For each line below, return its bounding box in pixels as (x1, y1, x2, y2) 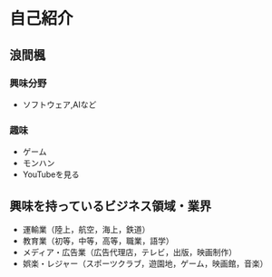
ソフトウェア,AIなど (22, 99, 97, 110)
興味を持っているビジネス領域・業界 (9, 198, 211, 213)
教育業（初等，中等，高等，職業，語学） (22, 235, 174, 246)
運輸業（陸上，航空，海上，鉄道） (22, 223, 151, 234)
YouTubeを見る (22, 169, 80, 180)
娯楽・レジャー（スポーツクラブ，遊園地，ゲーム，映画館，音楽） (22, 258, 268, 269)
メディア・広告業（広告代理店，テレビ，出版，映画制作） (22, 246, 238, 257)
